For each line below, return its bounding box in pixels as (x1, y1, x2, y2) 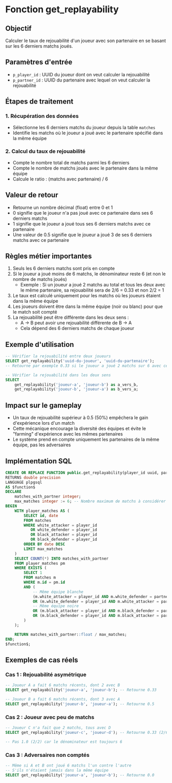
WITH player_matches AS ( (14, 508, 70, 513)
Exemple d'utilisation (5, 340, 74, 349)
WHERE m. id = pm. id (24, 580, 66, 585)
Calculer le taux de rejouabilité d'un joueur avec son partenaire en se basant (5, 37, 166, 44)
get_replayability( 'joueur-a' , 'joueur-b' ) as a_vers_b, (14, 382, 139, 387)
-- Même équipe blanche (32, 589, 83, 594)
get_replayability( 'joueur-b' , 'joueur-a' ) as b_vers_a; (14, 387, 139, 392)
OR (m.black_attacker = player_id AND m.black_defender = (32, 608, 159, 613)
